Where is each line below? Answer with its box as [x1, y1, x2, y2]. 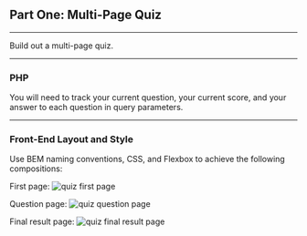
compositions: [9, 163, 63, 174]
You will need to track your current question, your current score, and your [9, 92, 287, 103]
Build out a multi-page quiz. [9, 40, 114, 51]
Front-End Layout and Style [9, 133, 134, 146]
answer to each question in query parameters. [9, 102, 184, 113]
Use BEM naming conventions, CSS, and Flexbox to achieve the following [9, 154, 285, 165]
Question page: [9, 199, 68, 210]
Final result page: [9, 216, 75, 227]
